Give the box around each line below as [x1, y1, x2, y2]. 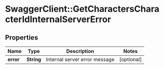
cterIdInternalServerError [5, 14, 111, 25]
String [26, 56, 41, 63]
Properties [5, 33, 38, 42]
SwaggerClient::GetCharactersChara [5, 3, 160, 15]
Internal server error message [46, 56, 114, 63]
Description [66, 48, 94, 54]
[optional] [119, 56, 142, 63]
